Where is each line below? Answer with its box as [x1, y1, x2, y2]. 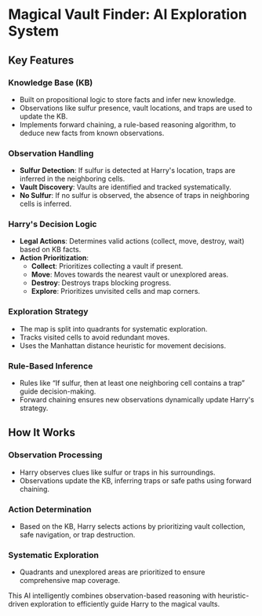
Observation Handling [8, 148, 94, 159]
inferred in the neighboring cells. [19, 174, 126, 184]
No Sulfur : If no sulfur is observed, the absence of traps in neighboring [19, 191, 249, 200]
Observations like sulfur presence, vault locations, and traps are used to [19, 103, 253, 112]
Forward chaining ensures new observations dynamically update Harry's [19, 395, 255, 405]
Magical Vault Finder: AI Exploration [8, 5, 247, 24]
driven [8, 599, 29, 609]
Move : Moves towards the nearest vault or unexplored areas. [31, 269, 229, 280]
